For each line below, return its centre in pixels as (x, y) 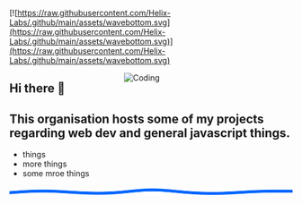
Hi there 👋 (37, 89)
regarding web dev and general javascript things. (150, 133)
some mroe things (56, 174)
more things (44, 164)
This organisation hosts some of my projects (137, 119)
